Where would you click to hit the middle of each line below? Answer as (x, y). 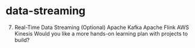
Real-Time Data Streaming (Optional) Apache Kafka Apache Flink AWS (102, 27)
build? (22, 40)
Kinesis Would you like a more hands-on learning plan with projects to (101, 33)
